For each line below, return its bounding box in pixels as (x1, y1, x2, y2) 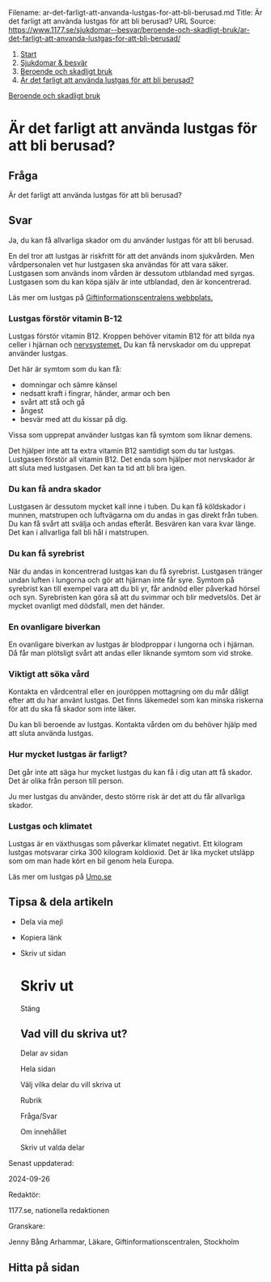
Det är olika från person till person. (8, 776, 124, 785)
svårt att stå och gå (19, 398, 85, 407)
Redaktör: (8, 1190, 41, 1200)
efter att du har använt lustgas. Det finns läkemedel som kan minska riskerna (8, 695, 264, 705)
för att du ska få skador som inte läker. (8, 704, 137, 714)
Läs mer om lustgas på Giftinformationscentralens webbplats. (8, 292, 214, 302)
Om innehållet (19, 1127, 67, 1137)
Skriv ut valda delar (19, 1142, 85, 1152)
